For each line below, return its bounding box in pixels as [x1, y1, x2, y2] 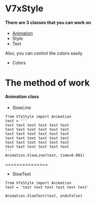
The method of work [5, 77, 90, 88]
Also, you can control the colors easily [5, 50, 83, 57]
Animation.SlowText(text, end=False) [5, 193, 83, 198]
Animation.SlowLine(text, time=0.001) [5, 153, 85, 158]
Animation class [5, 94, 39, 100]
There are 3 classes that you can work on [5, 19, 91, 25]
